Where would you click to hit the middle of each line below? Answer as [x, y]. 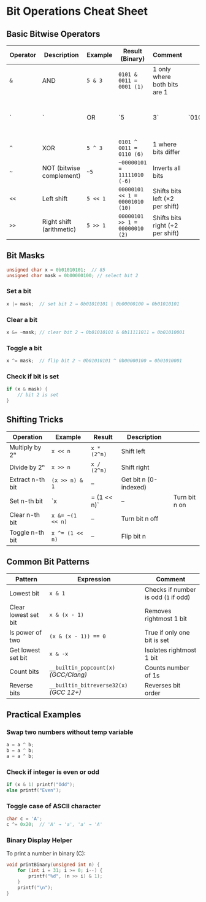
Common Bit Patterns [48, 562]
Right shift [57, 222]
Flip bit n [133, 536]
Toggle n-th [27, 532]
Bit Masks [25, 256]
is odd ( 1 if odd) [168, 597]
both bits [166, 84]
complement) [61, 176]
